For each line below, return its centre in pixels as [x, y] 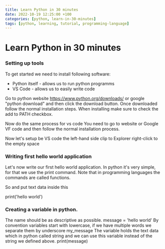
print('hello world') [24, 197]
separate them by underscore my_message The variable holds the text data [82, 231]
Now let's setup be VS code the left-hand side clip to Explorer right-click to [82, 138]
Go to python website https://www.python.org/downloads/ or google [75, 98]
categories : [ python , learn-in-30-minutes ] [51, 19]
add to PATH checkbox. [29, 114]
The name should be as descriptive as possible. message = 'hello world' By [82, 220]
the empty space [22, 143]
